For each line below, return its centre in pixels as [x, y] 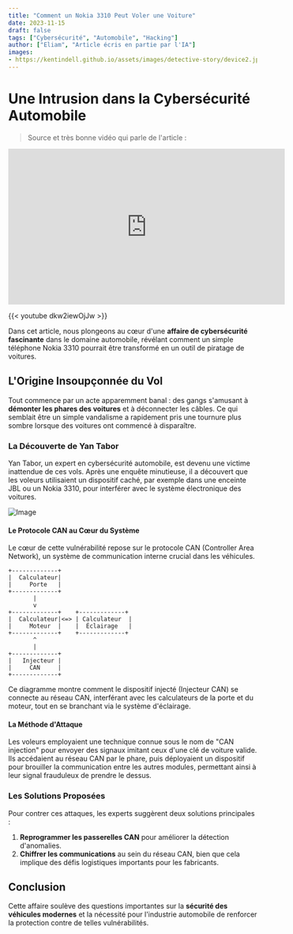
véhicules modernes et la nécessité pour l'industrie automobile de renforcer [133, 914]
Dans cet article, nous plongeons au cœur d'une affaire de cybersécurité [128, 331]
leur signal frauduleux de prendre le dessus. [80, 776]
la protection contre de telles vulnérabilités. [79, 923]
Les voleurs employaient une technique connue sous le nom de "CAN [121, 742]
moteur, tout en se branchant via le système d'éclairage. [100, 706]
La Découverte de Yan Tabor [64, 446]
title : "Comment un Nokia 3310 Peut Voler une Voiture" [102, 15]
